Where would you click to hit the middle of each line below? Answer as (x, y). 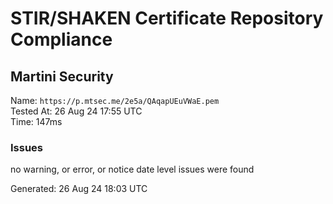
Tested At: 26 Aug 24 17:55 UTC (76, 111)
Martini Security (62, 76)
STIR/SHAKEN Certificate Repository (167, 18)
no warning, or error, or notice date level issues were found (132, 169)
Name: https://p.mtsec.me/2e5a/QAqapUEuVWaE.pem (115, 100)
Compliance (61, 39)
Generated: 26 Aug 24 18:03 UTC (79, 189)
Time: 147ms (36, 121)
